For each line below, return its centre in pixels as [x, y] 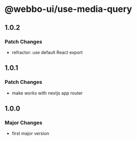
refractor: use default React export [47, 52]
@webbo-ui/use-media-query [68, 9]
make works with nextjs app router [47, 93]
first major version [31, 134]
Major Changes [24, 123]
